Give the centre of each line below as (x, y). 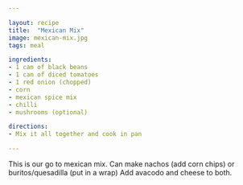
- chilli (23, 105)
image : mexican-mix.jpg (48, 38)
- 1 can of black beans (48, 68)
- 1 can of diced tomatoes (54, 75)
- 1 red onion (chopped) (50, 82)
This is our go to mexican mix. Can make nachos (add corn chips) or (121, 164)
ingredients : (30, 60)
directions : (28, 127)
